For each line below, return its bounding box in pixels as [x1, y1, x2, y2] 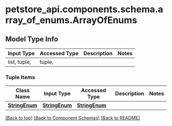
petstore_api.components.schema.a [5, 4, 164, 15]
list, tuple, [8, 59, 32, 65]
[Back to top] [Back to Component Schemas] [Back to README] [5, 115, 140, 121]
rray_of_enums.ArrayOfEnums [5, 14, 137, 26]
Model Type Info [5, 35, 58, 43]
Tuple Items [5, 73, 35, 81]
